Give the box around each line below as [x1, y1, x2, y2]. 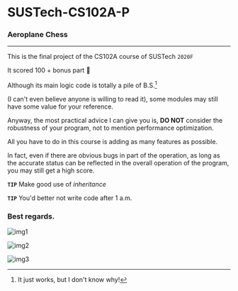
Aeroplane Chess [7, 30, 69, 40]
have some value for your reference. [7, 102, 113, 111]
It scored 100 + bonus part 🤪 [7, 66, 91, 75]
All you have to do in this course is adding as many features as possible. [7, 138, 218, 146]
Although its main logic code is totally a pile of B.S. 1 [7, 79, 157, 89]
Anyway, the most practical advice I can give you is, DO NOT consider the [7, 116, 223, 125]
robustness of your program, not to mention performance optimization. [7, 123, 214, 132]
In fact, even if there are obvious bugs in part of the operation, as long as [7, 151, 221, 160]
